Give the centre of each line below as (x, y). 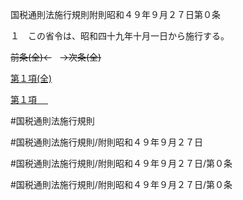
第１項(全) (31, 78)
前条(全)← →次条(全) (56, 57)
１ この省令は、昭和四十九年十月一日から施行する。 (120, 36)
